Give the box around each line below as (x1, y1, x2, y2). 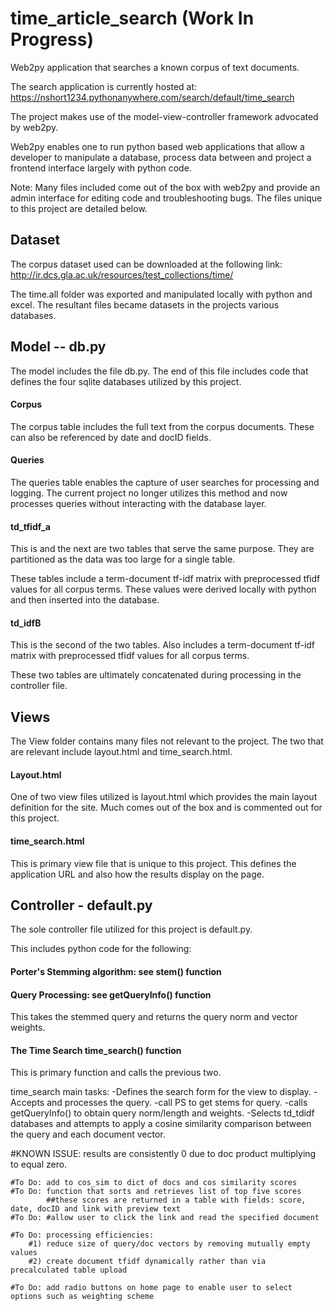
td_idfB (10, 617, 42, 629)
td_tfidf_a (10, 520, 51, 532)
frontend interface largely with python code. (10, 162, 192, 174)
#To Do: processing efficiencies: (10, 1230, 155, 1241)
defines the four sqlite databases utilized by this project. (10, 375, 242, 387)
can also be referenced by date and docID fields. (10, 431, 212, 443)
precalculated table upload (10, 1265, 128, 1276)
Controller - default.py (10, 897, 153, 914)
